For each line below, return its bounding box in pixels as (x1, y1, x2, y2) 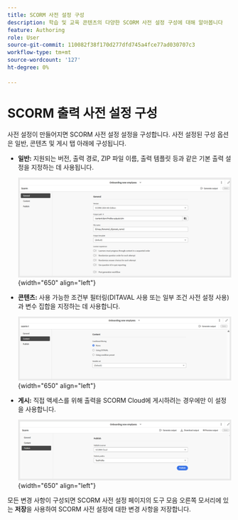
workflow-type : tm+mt (7, 49, 72, 56)
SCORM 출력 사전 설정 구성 (7, 105, 158, 121)
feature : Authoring (7, 26, 65, 33)
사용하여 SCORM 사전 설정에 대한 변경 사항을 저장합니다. (33, 504, 192, 513)
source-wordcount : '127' (7, 57, 81, 64)
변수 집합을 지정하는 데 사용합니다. (25, 302, 121, 310)
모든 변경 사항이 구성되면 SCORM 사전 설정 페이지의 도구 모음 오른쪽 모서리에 (7, 496, 222, 504)
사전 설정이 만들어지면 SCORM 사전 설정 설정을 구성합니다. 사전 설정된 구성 (7, 130, 216, 139)
